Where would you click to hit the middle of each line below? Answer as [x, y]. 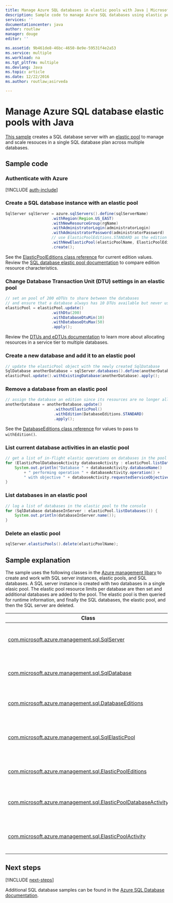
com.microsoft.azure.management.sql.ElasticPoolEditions [77, 771]
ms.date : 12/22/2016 [28, 77]
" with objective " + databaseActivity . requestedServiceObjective [97, 477]
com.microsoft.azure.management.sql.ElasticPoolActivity [77, 837]
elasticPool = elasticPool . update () [45, 308]
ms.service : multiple [29, 53]
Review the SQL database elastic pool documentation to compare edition [83, 262]
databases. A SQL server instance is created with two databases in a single [85, 583]
